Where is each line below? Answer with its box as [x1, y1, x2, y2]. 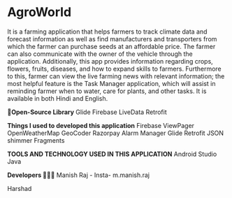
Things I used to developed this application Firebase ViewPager [7, 121, 194, 129]
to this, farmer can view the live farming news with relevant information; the [7, 71, 225, 80]
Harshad [7, 184, 32, 192]
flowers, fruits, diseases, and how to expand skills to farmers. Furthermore [7, 64, 222, 73]
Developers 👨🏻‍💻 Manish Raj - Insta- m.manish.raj [7, 171, 150, 179]
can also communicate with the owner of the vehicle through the [7, 50, 194, 58]
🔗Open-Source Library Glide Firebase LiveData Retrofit [7, 108, 168, 116]
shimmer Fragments [7, 136, 65, 144]
